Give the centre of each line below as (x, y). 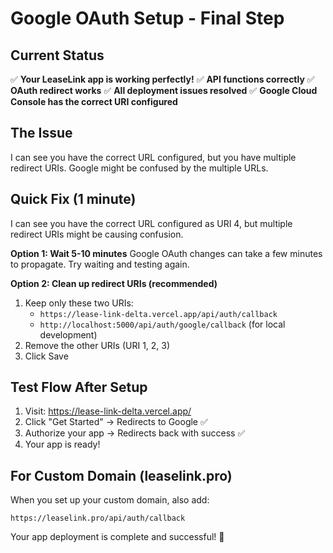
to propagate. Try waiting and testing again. (100, 264)
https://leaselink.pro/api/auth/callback (98, 518)
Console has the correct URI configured (94, 101)
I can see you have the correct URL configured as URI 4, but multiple (151, 223)
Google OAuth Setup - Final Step (147, 18)
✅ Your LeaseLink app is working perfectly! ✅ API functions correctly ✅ (162, 79)
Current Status (57, 55)
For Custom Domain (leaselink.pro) (121, 475)
